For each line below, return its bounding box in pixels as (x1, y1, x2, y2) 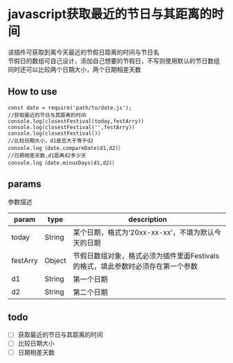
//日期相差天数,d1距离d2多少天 (8, 152, 86, 159)
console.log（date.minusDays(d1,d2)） (8, 159, 118, 167)
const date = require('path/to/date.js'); (8, 104, 132, 111)
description (128, 214, 167, 224)
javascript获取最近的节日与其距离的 (8, 6, 212, 22)
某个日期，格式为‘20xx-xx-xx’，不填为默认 (73, 227, 214, 237)
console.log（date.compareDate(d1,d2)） (8, 144, 124, 151)
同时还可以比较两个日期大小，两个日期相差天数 (8, 65, 141, 74)
